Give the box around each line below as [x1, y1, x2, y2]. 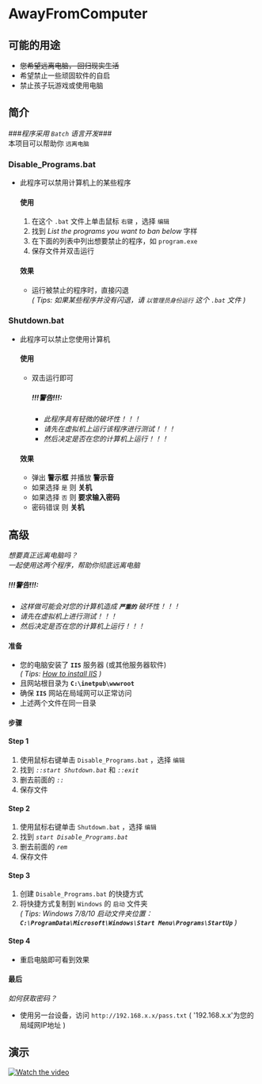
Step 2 [8, 803, 30, 813]
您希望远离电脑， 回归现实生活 [19, 61, 120, 70]
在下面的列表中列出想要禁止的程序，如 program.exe [31, 236, 198, 246]
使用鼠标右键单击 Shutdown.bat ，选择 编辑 [19, 822, 157, 832]
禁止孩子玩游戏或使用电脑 [19, 81, 104, 90]
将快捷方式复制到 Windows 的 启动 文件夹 [19, 899, 148, 909]
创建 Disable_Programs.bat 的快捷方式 [19, 889, 144, 898]
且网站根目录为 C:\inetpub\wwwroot [19, 679, 135, 688]
